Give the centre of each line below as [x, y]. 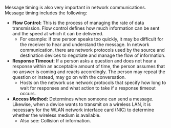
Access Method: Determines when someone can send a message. [83, 99]
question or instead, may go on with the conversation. [69, 77]
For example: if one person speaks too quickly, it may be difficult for [92, 39]
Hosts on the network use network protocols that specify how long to [93, 82]
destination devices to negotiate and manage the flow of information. [93, 55]
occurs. [28, 93]
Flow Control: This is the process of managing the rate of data [78, 23]
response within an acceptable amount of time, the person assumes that [89, 66]
